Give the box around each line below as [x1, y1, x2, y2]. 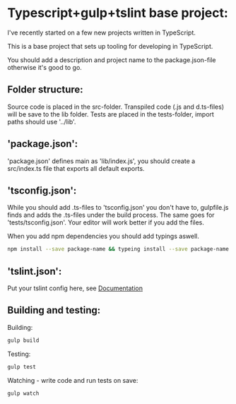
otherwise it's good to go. [7, 63, 83, 71]
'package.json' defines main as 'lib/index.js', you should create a [7, 157, 196, 165]
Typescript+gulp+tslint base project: [7, 5, 228, 21]
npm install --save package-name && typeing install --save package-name [7, 246, 230, 253]
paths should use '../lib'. [7, 117, 76, 126]
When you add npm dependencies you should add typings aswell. [7, 232, 199, 241]
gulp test [7, 363, 37, 370]
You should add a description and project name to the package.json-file [7, 55, 216, 64]
